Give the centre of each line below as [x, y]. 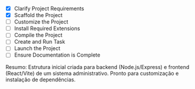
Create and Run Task [40, 42]
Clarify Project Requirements [49, 9]
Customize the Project [41, 22]
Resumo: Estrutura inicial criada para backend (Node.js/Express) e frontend [97, 67]
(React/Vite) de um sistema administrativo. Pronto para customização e [92, 73]
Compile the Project [38, 35]
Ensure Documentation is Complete [57, 55]
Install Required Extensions [47, 28]
